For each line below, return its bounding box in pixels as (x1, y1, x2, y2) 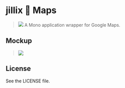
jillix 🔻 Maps (6, 5, 57, 16)
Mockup (6, 36, 32, 45)
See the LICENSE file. (6, 78, 50, 84)
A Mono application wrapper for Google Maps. (24, 22, 120, 28)
